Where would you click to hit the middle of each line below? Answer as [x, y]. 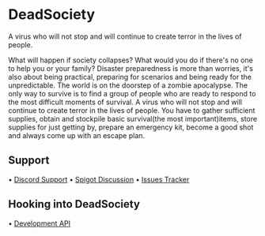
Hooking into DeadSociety [74, 204]
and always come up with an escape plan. [76, 135]
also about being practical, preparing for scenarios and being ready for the [130, 77]
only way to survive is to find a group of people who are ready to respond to [132, 93]
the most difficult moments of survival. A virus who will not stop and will [125, 102]
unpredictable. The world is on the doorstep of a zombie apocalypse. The [128, 85]
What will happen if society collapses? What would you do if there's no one [131, 60]
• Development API [40, 223]
